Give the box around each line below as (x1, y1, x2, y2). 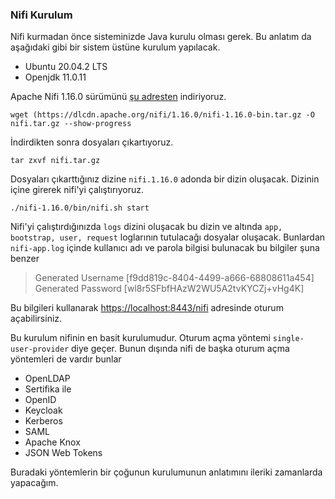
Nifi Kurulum (10, 8, 73, 22)
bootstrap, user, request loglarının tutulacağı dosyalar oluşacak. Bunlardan (10, 231, 326, 243)
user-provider (10, 344, 70, 355)
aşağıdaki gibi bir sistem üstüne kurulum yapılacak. (10, 41, 221, 53)
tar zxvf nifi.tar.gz (10, 156, 101, 166)
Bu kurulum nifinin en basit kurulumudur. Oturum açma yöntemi (10, 332, 271, 344)
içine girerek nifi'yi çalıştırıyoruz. (10, 184, 145, 196)
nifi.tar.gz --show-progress (10, 119, 132, 129)
